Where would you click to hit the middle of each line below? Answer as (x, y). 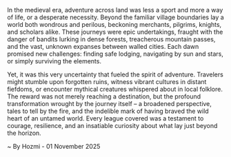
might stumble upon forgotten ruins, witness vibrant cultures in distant (107, 82)
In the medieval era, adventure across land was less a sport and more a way (115, 10)
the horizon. (24, 133)
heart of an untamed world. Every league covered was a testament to (106, 118)
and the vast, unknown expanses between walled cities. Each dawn (103, 46)
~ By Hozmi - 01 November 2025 (54, 146)
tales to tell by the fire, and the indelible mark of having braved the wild (108, 111)
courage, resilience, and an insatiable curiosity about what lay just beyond (112, 126)
